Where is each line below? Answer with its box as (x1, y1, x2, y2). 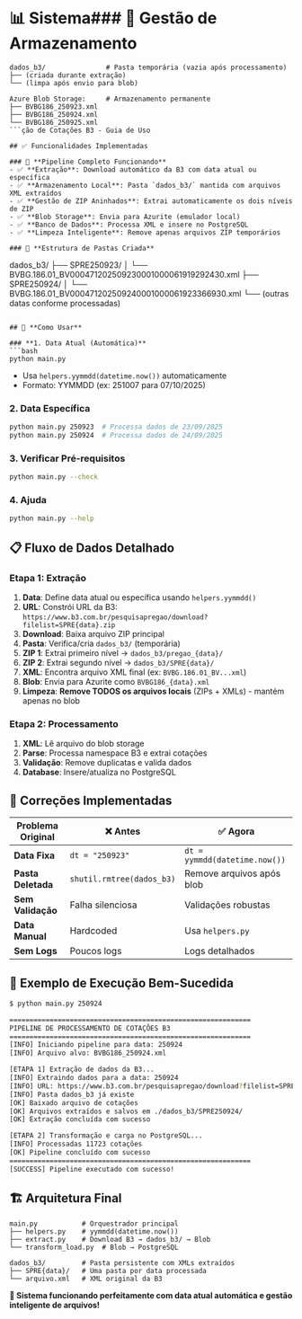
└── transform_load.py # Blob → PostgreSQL (9, 1243, 179, 1252)
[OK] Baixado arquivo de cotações (9, 1098, 139, 1107)
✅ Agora (218, 825, 255, 837)
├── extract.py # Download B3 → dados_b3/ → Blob (9, 1235, 211, 1244)
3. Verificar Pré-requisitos (9, 452, 126, 465)
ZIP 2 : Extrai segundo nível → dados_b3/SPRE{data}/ (22, 658, 215, 668)
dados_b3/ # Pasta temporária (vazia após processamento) (9, 63, 288, 72)
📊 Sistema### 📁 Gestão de (9, 8, 218, 29)
